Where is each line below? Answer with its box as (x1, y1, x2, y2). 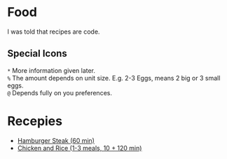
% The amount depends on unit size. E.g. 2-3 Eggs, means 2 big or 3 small (7, 74, 221, 82)
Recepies (7, 113, 63, 129)
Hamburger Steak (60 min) (17, 136, 95, 144)
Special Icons (7, 48, 68, 60)
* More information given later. (7, 66, 96, 74)
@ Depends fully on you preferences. (7, 88, 112, 97)
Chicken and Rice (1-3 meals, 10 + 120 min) (17, 144, 142, 152)
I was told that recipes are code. (7, 27, 100, 36)
